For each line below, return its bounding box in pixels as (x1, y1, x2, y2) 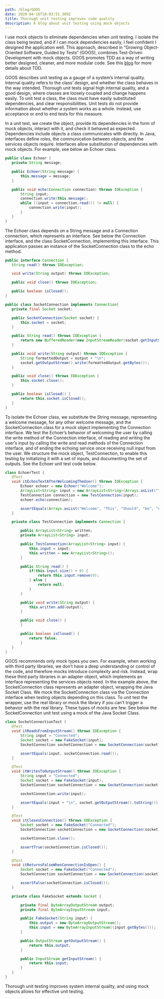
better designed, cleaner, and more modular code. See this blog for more (5, 60, 152, 66)
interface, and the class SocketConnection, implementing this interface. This (5, 238, 159, 244)
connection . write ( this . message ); (20, 196, 89, 201)
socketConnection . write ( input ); (20, 791, 86, 796)
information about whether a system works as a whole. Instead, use (5, 106, 142, 112)
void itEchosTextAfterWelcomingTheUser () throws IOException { (11, 479, 143, 484)
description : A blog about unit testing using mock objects (5, 20, 130, 26)
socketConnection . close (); (20, 836, 76, 841)
